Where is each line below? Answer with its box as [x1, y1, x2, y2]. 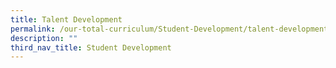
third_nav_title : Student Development [10, 42, 172, 53]
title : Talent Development [10, 14, 123, 25]
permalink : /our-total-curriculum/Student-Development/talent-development [10, 24, 329, 34]
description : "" [10, 33, 78, 43]
